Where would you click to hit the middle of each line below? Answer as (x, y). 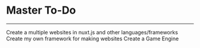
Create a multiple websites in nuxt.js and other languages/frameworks (92, 32)
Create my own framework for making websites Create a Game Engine (93, 39)
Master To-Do (41, 10)
